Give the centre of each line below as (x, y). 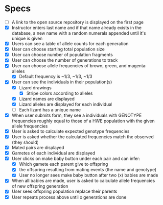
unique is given (27, 38)
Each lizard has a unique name (50, 110)
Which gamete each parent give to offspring (63, 164)
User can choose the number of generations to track (65, 60)
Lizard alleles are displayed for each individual (66, 104)
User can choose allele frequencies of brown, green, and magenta (79, 66)
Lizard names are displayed (47, 99)
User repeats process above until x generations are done (69, 197)
